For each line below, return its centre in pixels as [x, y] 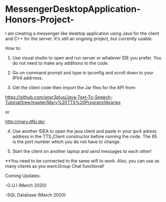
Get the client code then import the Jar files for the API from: [74, 87]
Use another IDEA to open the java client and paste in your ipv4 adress [84, 131]
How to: [13, 48]
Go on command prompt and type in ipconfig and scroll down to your [83, 72]
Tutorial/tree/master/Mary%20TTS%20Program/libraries [63, 102]
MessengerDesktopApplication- [73, 9]
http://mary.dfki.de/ [25, 121]
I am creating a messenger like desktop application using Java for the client [82, 33]
